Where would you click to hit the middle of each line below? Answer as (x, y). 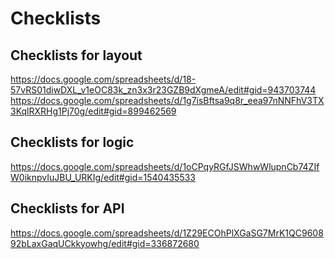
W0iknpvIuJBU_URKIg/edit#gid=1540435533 (103, 177)
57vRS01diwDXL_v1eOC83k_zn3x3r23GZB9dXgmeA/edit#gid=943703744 (163, 90)
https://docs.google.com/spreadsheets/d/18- (103, 79)
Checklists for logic (72, 142)
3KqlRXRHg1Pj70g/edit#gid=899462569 (93, 111)
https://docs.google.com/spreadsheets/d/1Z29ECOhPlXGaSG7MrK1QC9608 (167, 233)
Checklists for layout (76, 55)
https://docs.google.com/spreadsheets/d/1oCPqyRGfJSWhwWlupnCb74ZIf (165, 166)
